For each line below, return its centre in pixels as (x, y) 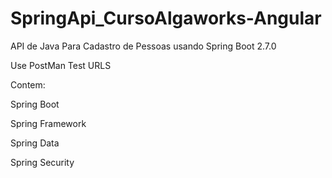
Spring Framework (48, 123)
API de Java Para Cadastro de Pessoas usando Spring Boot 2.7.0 (143, 46)
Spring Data (35, 143)
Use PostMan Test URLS (61, 65)
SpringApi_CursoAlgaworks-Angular (166, 18)
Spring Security (42, 162)
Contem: (28, 84)
